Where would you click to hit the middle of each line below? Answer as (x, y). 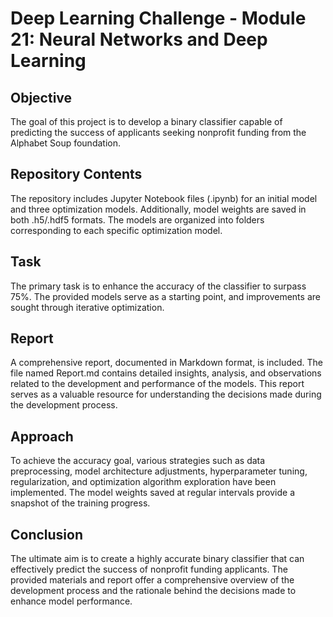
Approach (42, 436)
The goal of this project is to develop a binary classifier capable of (146, 121)
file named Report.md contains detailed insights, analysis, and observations (166, 373)
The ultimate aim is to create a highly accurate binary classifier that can (157, 559)
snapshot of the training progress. (80, 503)
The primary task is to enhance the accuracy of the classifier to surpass (158, 286)
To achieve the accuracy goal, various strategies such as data (138, 461)
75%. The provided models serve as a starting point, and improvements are (165, 296)
